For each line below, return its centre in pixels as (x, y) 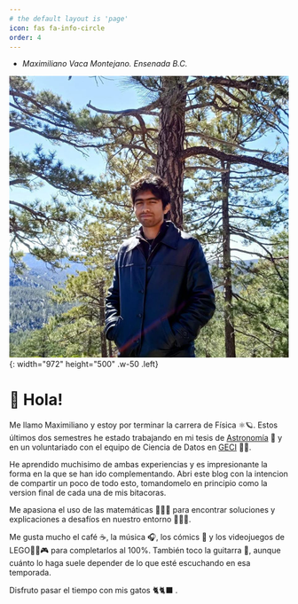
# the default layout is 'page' (69, 19)
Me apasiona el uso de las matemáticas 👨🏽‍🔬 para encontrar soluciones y (142, 510)
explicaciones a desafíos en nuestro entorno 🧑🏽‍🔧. (100, 520)
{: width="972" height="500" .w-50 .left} (84, 365)
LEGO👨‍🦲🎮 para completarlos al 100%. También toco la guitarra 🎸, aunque (145, 551)
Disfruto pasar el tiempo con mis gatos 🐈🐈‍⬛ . (94, 591)
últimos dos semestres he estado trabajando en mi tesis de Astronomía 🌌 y (146, 438)
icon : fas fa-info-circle (57, 28)
